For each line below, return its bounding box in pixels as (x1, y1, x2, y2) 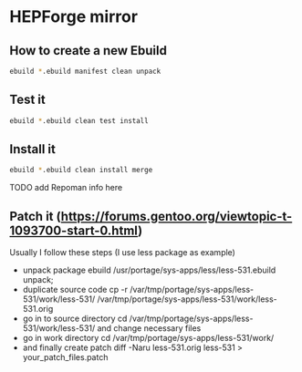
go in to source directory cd (22, 313, 128, 325)
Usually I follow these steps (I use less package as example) (9, 247, 235, 258)
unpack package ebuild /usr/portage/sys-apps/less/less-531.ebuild (22, 264, 276, 275)
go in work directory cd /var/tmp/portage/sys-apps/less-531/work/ (22, 333, 275, 344)
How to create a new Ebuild (9, 43, 167, 58)
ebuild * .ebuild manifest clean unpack (9, 67, 161, 76)
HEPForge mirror (9, 6, 139, 27)
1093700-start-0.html (9, 222, 139, 238)
